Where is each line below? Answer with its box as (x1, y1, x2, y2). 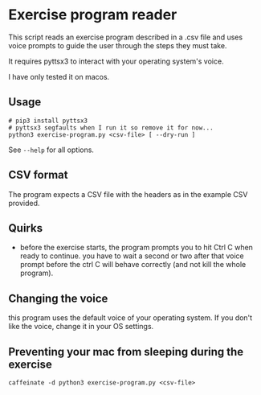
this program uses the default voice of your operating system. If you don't (8, 313, 253, 323)
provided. (8, 198, 40, 208)
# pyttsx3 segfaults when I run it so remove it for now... (8, 123, 214, 132)
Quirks (8, 221, 43, 235)
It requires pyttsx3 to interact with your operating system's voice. (8, 56, 224, 66)
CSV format (8, 168, 68, 182)
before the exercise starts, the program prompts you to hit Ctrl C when (19, 243, 253, 253)
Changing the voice (8, 291, 108, 305)
